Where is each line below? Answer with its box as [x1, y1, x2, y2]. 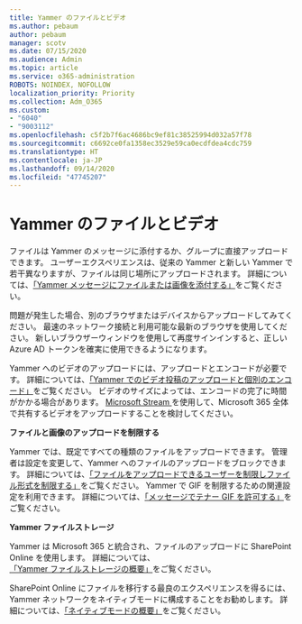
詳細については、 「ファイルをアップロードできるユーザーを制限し [26, 469, 268, 480]
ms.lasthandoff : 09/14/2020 [9, 164, 115, 173]
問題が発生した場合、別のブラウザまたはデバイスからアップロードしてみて [9, 310, 286, 321]
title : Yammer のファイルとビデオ [9, 13, 127, 23]
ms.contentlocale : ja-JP [9, 155, 103, 165]
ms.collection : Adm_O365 [9, 96, 103, 106]
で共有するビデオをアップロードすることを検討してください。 [9, 408, 239, 419]
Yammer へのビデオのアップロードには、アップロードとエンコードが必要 [9, 362, 279, 374]
